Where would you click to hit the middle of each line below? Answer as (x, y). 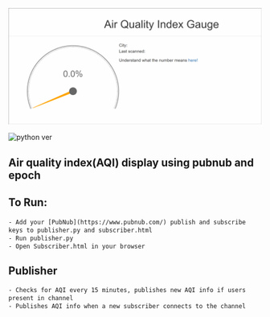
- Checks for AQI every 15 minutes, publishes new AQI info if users (127, 290)
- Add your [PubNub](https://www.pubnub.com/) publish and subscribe (127, 222)
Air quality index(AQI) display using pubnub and (131, 162)
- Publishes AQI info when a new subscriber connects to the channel (127, 307)
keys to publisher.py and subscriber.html (80, 230)
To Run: (28, 202)
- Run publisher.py (41, 238)
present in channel (41, 298)
